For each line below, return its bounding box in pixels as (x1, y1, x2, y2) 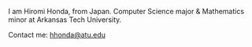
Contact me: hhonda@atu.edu (8, 31, 106, 39)
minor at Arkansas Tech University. (8, 15, 122, 24)
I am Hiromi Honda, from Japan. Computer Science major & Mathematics (8, 7, 245, 16)
